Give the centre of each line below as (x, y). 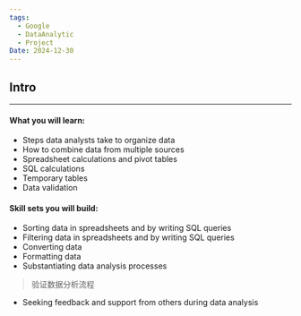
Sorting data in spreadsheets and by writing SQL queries (127, 228)
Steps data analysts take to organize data (99, 141)
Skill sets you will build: (54, 208)
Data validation (50, 188)
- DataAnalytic (46, 34)
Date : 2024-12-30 (42, 51)
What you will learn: (47, 120)
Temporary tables (55, 178)
